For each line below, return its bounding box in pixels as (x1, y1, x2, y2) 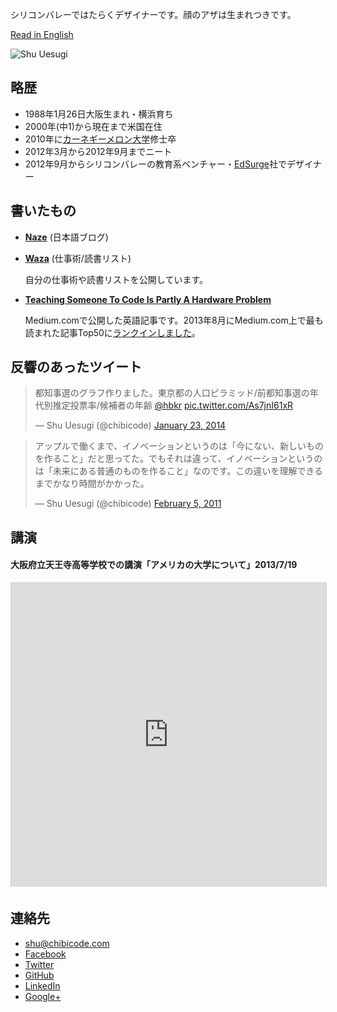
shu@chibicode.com (24, 937, 110, 949)
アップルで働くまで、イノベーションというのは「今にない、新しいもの (34, 440, 324, 452)
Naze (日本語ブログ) (24, 231, 109, 243)
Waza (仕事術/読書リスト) (24, 252, 132, 264)
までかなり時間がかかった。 (34, 478, 150, 490)
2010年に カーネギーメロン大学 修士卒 (24, 133, 177, 145)
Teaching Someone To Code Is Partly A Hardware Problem (24, 293, 272, 305)
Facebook (24, 948, 67, 960)
